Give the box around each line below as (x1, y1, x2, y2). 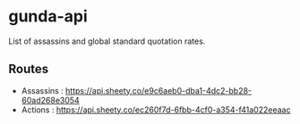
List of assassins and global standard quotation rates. (8, 36, 206, 46)
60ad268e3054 (21, 95, 80, 105)
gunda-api (8, 6, 89, 27)
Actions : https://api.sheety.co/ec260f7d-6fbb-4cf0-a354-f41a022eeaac (21, 104, 291, 115)
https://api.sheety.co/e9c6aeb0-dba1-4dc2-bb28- (64, 85, 253, 95)
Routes (8, 62, 49, 77)
